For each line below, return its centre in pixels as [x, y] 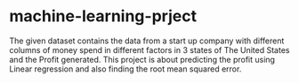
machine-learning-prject [103, 16]
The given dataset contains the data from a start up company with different [147, 41]
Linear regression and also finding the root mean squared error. [125, 69]
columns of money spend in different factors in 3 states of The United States [149, 49]
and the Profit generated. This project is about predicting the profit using [142, 59]
